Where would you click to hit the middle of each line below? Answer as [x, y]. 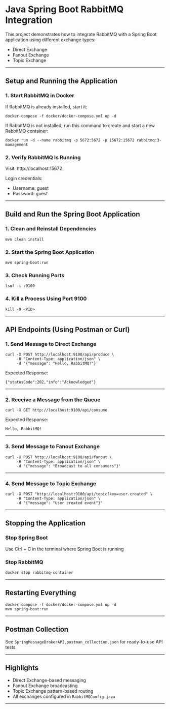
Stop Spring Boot [27, 538]
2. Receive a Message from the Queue [53, 400]
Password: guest [30, 193]
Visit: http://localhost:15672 [34, 168]
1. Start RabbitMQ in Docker [40, 96]
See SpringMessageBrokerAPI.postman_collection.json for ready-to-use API [84, 641]
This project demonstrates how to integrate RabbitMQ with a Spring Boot [81, 34]
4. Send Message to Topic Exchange [51, 483]
